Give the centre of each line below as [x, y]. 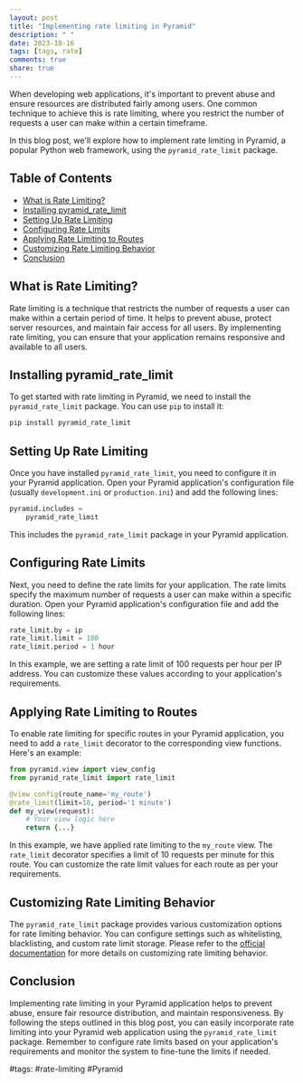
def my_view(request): [52, 811]
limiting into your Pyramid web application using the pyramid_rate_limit [143, 1031]
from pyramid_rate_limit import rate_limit [93, 778]
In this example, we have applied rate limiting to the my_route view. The [141, 845]
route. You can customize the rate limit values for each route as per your [144, 864]
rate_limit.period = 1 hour [62, 647]
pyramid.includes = [46, 508]
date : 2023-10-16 [42, 43]
